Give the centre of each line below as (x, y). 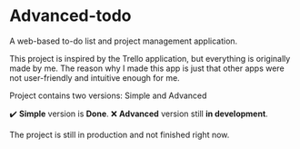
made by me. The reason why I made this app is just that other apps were (147, 68)
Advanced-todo (70, 16)
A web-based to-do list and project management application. (124, 41)
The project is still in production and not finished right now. (120, 134)
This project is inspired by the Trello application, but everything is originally (150, 58)
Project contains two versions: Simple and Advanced (108, 95)
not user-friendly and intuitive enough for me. (95, 77)
